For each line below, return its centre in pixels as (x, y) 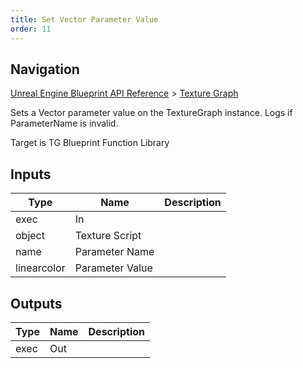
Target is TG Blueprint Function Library (90, 143)
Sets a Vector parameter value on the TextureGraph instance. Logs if (151, 113)
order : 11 (31, 29)
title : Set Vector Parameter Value (84, 19)
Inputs (31, 174)
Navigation (45, 69)
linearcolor (40, 268)
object (30, 236)
